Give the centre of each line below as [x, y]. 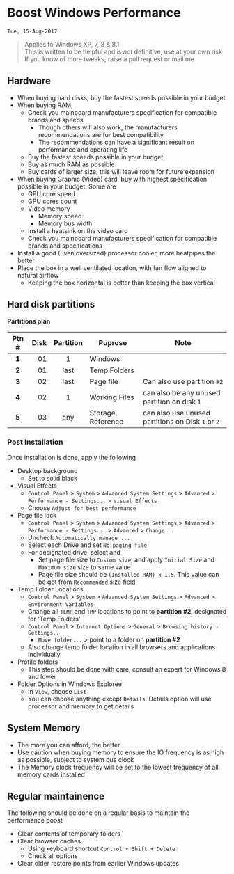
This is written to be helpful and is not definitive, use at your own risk [123, 51]
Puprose [113, 342]
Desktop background [47, 470]
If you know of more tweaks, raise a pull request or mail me [109, 59]
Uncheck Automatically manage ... [79, 537]
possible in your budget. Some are [67, 186]
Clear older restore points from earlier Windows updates [98, 864]
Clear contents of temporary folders [69, 834]
